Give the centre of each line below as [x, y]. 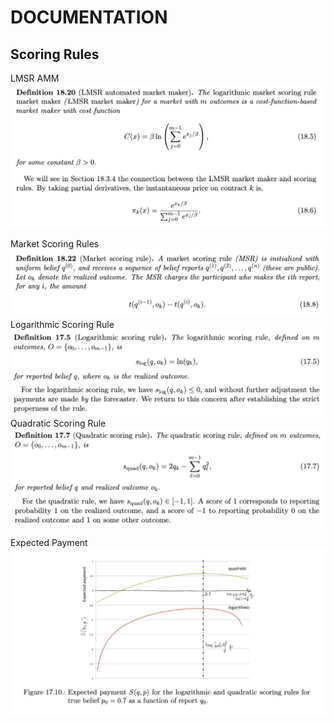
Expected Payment [49, 542]
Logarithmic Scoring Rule [62, 325]
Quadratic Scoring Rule [58, 423]
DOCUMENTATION [89, 17]
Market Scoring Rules [55, 243]
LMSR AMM [35, 78]
